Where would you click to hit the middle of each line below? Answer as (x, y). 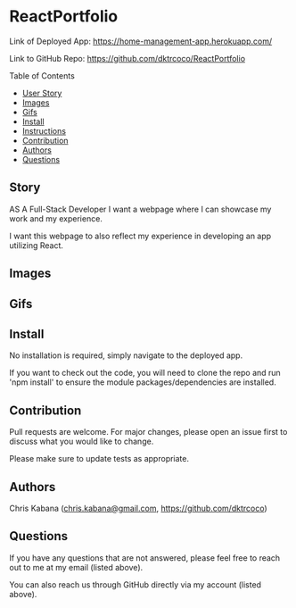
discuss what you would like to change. (82, 441)
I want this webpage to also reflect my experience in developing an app (140, 236)
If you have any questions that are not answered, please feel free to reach (145, 558)
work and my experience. (56, 218)
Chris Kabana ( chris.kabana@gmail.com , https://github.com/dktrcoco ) (138, 508)
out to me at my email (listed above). (76, 567)
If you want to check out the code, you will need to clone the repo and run (145, 373)
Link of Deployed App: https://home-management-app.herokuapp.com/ (141, 41)
